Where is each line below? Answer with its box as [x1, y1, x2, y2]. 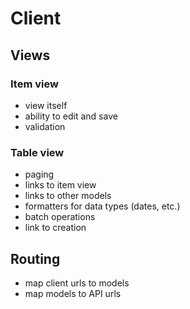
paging [24, 168, 55, 181]
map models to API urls [24, 287, 122, 299]
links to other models [24, 190, 112, 202]
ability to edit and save [24, 110, 118, 122]
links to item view [24, 179, 97, 191]
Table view [10, 145, 65, 159]
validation [24, 120, 66, 132]
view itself [24, 99, 68, 111]
